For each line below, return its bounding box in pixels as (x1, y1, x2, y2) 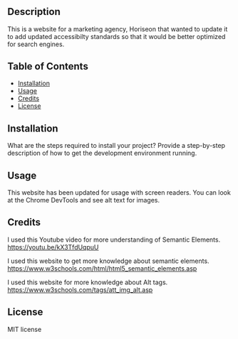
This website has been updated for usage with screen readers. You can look (7, 188, 232, 197)
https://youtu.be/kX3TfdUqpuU (7, 242, 99, 251)
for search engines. (7, 40, 65, 48)
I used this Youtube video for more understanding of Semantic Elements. (7, 235, 221, 244)
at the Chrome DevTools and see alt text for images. (7, 196, 160, 205)
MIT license (7, 325, 42, 333)
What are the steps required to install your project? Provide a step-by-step (7, 141, 226, 150)
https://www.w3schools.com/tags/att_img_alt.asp (7, 285, 153, 294)
